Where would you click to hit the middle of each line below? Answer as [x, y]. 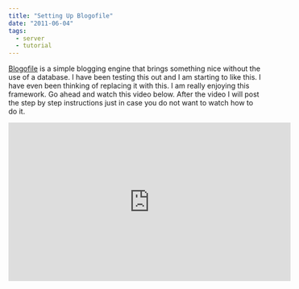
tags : [17, 31]
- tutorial [34, 46]
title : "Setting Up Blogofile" [61, 16]
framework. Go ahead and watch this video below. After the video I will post [134, 94]
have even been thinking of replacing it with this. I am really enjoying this [129, 86]
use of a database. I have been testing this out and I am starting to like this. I [135, 77]
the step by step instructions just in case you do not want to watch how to [131, 103]
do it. [17, 111]
